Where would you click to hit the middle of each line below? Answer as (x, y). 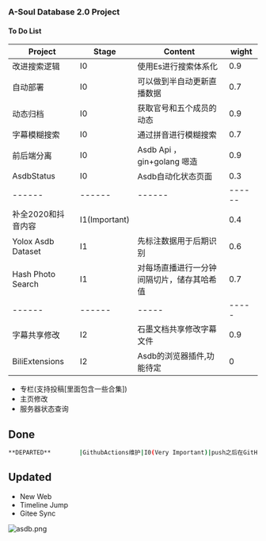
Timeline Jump (44, 505)
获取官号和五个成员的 (177, 108)
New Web (36, 496)
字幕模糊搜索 (36, 135)
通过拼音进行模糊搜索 (177, 135)
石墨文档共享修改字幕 (177, 329)
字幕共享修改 (36, 336)
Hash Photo (34, 274)
